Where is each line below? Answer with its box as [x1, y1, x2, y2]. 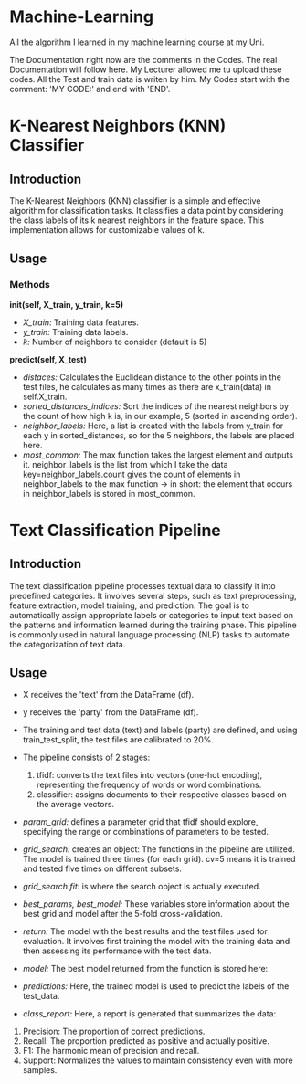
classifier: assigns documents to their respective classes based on [36, 789, 288, 800]
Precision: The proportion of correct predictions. [22, 1026, 206, 1037]
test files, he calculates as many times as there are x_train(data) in [22, 381, 272, 392]
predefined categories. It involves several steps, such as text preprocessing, [9, 590, 297, 601]
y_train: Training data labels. [22, 326, 129, 337]
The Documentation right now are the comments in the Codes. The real [9, 54, 278, 65]
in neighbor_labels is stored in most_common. [22, 488, 195, 499]
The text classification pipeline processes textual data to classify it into [9, 580, 276, 591]
